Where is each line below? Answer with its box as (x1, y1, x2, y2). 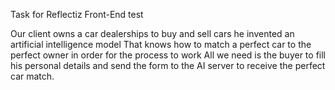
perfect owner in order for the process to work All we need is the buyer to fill (10, 49, 326, 61)
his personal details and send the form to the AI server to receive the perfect (10, 60, 326, 71)
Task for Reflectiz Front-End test (10, 9, 144, 20)
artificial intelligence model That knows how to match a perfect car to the (10, 39, 312, 50)
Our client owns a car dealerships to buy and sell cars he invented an (10, 28, 295, 39)
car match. (10, 70, 55, 82)
